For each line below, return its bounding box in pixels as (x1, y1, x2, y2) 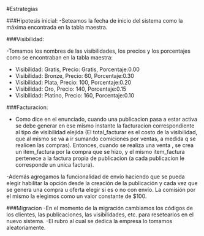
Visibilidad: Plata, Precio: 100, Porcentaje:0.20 (15, 79, 132, 86)
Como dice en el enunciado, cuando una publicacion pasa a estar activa (15, 116, 198, 123)
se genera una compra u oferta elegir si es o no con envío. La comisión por (6, 186, 196, 193)
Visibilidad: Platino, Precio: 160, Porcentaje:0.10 (15, 92, 135, 99)
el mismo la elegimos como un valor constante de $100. (6, 192, 147, 200)
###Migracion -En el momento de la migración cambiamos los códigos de (6, 205, 193, 211)
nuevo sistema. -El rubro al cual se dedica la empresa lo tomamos (6, 218, 173, 224)
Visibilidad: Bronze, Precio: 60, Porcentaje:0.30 (15, 72, 135, 79)
